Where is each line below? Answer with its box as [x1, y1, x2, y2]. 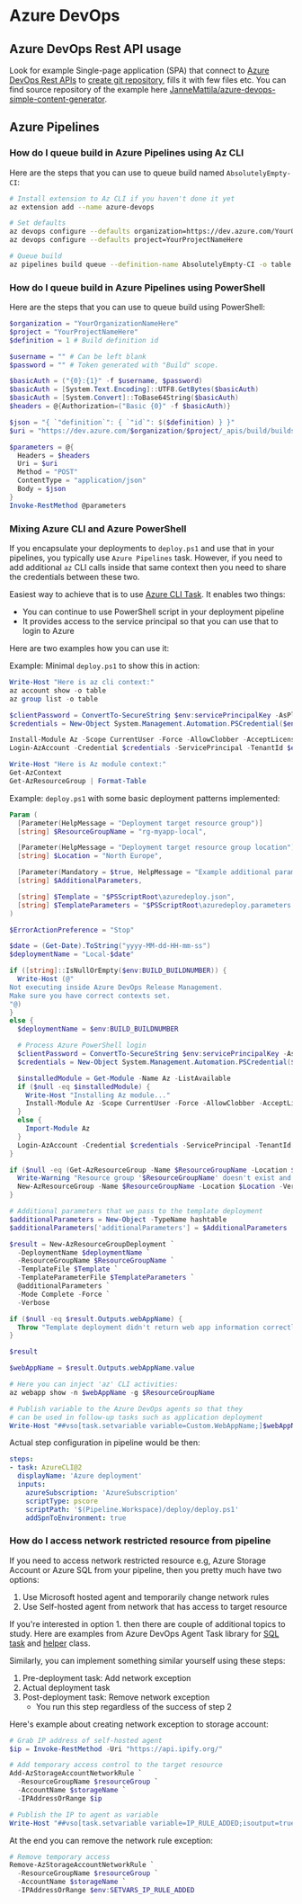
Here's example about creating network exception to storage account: [9, 1719, 269, 1730]
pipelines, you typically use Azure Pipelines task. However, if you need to [9, 552, 283, 563]
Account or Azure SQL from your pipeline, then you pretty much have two [9, 1564, 282, 1575]
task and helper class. [9, 1638, 92, 1649]
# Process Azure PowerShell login [17, 1041, 147, 1050]
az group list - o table [9, 694, 99, 703]
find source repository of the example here [9, 85, 168, 94]
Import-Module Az [25, 1124, 91, 1133]
